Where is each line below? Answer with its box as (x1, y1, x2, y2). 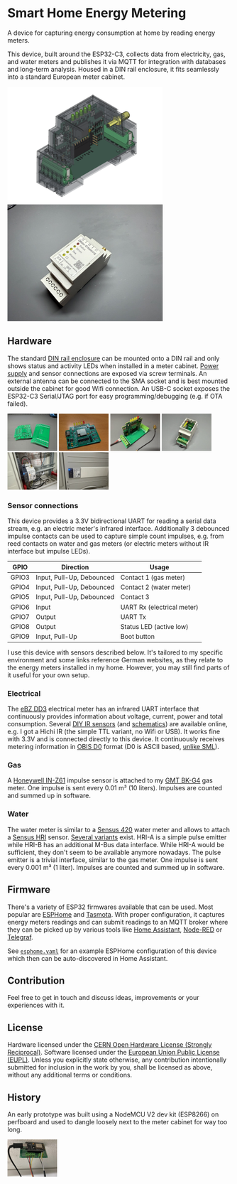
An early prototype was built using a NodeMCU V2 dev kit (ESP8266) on (7, 1110, 219, 1119)
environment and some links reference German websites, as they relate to (7, 655, 224, 664)
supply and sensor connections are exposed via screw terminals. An (7, 369, 207, 377)
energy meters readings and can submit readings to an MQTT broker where (7, 917, 228, 926)
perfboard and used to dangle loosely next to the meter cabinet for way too (7, 1117, 228, 1126)
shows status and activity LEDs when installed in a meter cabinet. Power (7, 361, 219, 370)
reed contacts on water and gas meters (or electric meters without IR (7, 539, 209, 548)
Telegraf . (7, 932, 33, 941)
